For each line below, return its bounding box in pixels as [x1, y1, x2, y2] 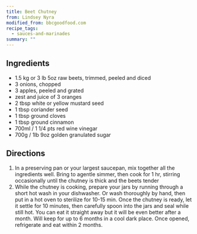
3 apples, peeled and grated [14, 87, 84, 94]
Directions [6, 148, 46, 158]
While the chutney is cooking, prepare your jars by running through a [14, 183, 183, 191]
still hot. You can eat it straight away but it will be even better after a [14, 208, 181, 216]
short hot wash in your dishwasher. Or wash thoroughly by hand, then [14, 189, 186, 196]
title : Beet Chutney [6, 8, 58, 15]
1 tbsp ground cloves [14, 112, 66, 119]
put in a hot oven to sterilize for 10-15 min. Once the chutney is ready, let [14, 196, 192, 203]
